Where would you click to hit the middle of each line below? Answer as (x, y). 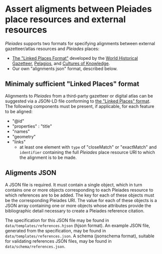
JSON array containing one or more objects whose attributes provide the (78, 205)
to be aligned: (19, 111)
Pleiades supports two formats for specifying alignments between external (80, 43)
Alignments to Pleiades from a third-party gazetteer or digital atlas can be (79, 96)
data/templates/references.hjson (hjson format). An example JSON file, (78, 225)
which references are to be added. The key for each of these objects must (80, 195)
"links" (19, 142)
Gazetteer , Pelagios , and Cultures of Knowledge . (61, 63)
